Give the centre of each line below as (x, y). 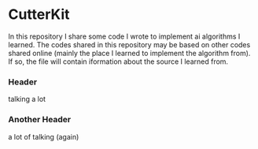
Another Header (40, 120)
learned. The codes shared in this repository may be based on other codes (129, 44)
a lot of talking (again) (44, 136)
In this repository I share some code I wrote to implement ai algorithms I (124, 36)
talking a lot (27, 99)
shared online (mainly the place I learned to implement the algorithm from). (129, 53)
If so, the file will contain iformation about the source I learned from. (118, 61)
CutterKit (39, 15)
